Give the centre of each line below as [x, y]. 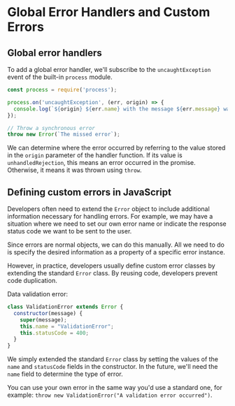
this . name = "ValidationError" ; [67, 326]
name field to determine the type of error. [65, 374]
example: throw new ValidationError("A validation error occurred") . [110, 395]
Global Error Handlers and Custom [109, 12]
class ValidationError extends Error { [65, 307]
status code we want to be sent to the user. [70, 231]
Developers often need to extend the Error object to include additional [108, 209]
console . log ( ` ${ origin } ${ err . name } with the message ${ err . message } [117, 109]
